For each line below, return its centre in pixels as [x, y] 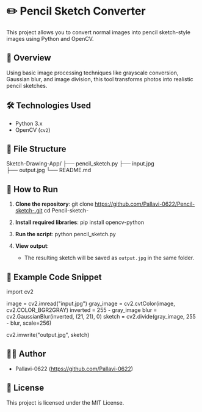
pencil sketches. [27, 85]
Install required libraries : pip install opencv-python [80, 222]
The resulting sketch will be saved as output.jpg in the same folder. [109, 258]
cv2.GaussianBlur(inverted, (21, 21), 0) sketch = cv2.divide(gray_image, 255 [101, 316]
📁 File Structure [36, 149]
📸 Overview [29, 58]
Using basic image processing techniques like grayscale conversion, [92, 73]
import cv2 [20, 292]
